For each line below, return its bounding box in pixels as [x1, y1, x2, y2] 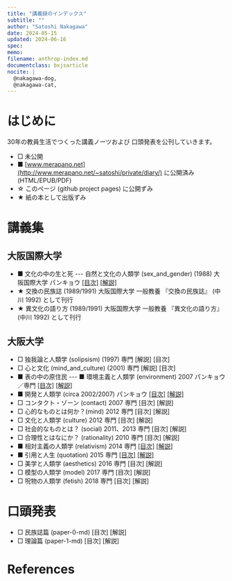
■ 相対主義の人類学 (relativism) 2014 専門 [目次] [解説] [17, 442, 173, 450]
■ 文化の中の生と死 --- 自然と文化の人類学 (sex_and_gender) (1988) [17, 270, 213, 278]
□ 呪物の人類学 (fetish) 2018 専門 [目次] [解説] [17, 477, 150, 485]
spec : [7, 42, 23, 49]
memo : [7, 49, 23, 56]
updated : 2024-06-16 [7, 36, 67, 43]
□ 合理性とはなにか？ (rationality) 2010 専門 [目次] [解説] [17, 434, 180, 441]
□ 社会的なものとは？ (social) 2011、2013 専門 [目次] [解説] [17, 425, 187, 433]
